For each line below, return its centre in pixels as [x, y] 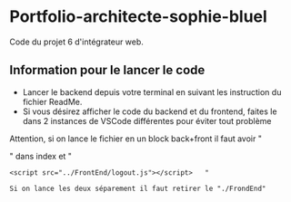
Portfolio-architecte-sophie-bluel [139, 17]
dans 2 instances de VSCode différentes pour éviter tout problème [147, 120]
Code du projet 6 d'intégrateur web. [76, 42]
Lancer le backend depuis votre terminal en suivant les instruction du [152, 91]
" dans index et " [41, 156]
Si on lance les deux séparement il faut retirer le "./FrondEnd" [138, 188]
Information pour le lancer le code [107, 70]
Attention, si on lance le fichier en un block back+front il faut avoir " [135, 139]
